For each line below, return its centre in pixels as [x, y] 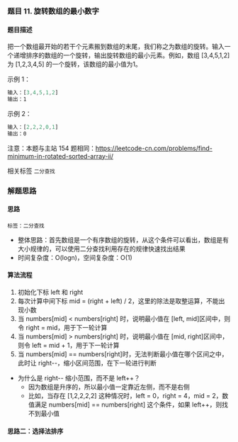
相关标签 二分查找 [31, 171]
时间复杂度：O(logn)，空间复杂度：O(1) [75, 257]
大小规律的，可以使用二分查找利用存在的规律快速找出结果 [101, 249]
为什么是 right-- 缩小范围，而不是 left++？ [79, 378]
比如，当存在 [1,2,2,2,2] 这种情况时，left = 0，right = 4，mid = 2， [125, 395]
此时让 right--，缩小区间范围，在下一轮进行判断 [87, 363]
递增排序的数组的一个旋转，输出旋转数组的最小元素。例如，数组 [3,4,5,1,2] [121, 55]
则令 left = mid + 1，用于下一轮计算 [68, 345]
